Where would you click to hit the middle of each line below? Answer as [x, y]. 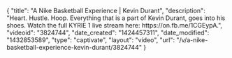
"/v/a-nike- [192, 40]
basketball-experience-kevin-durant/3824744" [74, 47]
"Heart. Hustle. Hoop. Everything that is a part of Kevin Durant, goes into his [116, 18]
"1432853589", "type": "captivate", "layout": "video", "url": [91, 40]
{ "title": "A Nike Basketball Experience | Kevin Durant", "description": [106, 11]
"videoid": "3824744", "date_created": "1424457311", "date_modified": [108, 32]
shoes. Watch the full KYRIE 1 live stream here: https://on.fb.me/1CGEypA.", [115, 25]
